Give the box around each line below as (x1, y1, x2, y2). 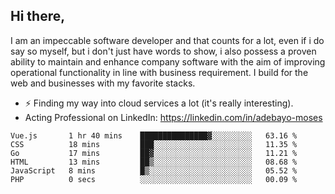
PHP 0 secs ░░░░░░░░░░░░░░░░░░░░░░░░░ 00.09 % (10, 174, 298, 184)
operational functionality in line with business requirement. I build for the (10, 66, 309, 78)
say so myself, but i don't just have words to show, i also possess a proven (10, 45, 317, 57)
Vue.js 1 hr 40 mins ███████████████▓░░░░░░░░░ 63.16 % (10, 130, 298, 141)
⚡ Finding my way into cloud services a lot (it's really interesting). (24, 97, 294, 109)
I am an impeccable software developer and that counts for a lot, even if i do (10, 34, 325, 46)
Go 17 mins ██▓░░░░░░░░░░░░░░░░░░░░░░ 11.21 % (10, 148, 298, 158)
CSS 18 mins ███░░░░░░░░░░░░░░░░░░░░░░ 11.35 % (10, 139, 298, 149)
